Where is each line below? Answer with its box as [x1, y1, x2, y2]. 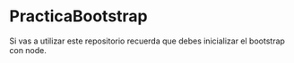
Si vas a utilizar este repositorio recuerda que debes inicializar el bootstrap [9, 35, 285, 46]
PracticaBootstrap [9, 6, 148, 27]
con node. [9, 44, 48, 55]
